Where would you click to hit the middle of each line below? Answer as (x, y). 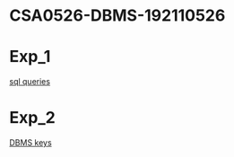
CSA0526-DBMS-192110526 (117, 16)
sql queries (30, 82)
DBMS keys (30, 143)
